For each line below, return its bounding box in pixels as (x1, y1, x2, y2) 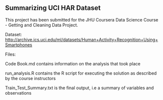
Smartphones (5, 41, 33, 48)
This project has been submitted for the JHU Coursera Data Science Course (5, 17, 159, 22)
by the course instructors (5, 75, 56, 81)
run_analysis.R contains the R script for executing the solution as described (5, 70, 157, 76)
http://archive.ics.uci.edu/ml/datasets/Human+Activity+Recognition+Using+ (5, 37, 158, 42)
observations (5, 90, 32, 96)
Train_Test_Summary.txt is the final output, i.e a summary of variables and (5, 85, 154, 91)
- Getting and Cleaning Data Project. (5, 22, 78, 28)
